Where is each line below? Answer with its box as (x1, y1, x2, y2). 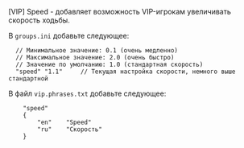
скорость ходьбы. (8, 15, 70, 25)
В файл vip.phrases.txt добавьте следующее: (8, 88, 167, 98)
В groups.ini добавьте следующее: (8, 31, 130, 40)
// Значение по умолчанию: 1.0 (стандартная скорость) (15, 60, 204, 68)
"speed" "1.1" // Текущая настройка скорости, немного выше (15, 68, 236, 76)
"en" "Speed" (37, 118, 92, 126)
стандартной (8, 75, 48, 83)
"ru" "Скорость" (37, 125, 103, 134)
